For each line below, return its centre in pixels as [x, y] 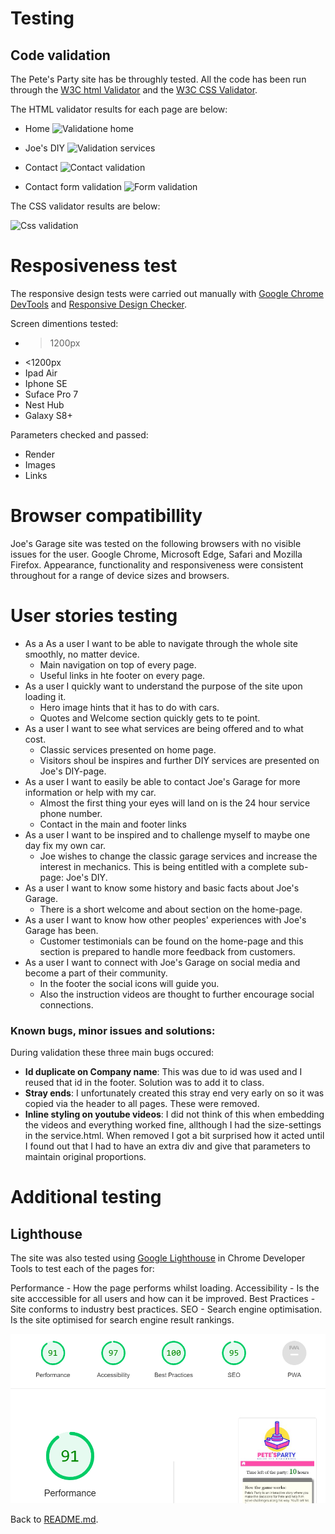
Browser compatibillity [106, 516]
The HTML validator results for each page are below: [119, 109]
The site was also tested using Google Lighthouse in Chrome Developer [158, 1258]
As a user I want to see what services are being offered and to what [164, 728]
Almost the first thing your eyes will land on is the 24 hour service [175, 803]
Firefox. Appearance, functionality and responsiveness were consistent [157, 564]
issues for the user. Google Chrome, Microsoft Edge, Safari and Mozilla [156, 554]
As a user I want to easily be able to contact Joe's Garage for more [162, 781]
